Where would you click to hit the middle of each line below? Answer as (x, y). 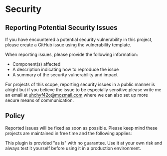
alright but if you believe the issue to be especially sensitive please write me (83, 90)
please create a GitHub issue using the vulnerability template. (68, 45)
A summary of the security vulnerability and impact (65, 75)
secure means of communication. (40, 100)
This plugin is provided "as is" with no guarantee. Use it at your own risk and (84, 143)
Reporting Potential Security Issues (61, 28)
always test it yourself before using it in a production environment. (73, 148)
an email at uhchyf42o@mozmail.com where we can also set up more (77, 95)
